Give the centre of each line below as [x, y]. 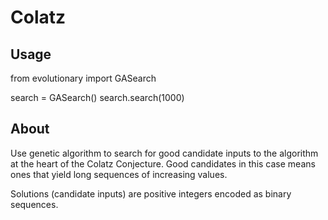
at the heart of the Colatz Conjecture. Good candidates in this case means [163, 163]
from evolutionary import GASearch [83, 78]
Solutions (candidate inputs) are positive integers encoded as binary [151, 193]
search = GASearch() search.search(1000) [97, 97]
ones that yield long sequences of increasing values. [119, 174]
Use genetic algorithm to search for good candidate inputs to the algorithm [164, 153]
